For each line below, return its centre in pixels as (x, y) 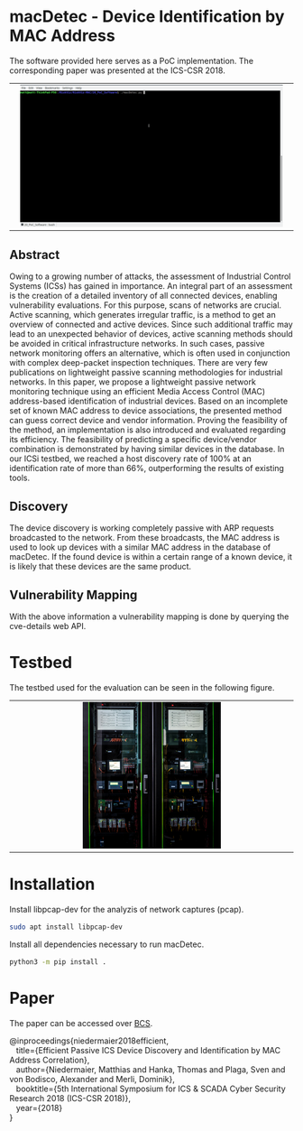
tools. (20, 478)
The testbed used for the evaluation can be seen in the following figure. (142, 687)
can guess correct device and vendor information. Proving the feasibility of (149, 421)
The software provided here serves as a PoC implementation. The (132, 60)
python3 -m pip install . (58, 962)
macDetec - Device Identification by (147, 17)
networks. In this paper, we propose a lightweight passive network (133, 382)
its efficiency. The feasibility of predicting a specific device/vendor (133, 440)
